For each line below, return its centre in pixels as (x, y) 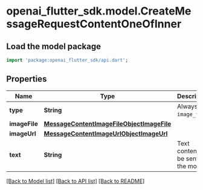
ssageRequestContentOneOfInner (94, 24)
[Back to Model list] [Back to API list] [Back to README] (76, 181)
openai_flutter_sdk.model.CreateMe (99, 11)
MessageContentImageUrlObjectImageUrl (106, 133)
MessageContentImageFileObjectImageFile (108, 123)
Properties (27, 79)
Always (188, 106)
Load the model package (54, 46)
